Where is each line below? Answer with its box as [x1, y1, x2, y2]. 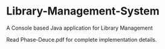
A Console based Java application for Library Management [6, 24, 153, 31]
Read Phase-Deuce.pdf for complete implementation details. [6, 36, 157, 43]
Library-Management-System [6, 4, 160, 18]
